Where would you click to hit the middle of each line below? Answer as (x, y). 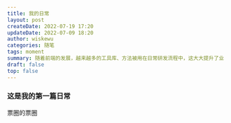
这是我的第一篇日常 (39, 96)
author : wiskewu (30, 39)
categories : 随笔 (31, 45)
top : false (23, 71)
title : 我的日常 (28, 13)
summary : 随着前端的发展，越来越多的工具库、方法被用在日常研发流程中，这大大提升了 (113, 58)
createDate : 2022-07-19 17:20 (51, 26)
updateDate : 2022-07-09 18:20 (51, 33)
